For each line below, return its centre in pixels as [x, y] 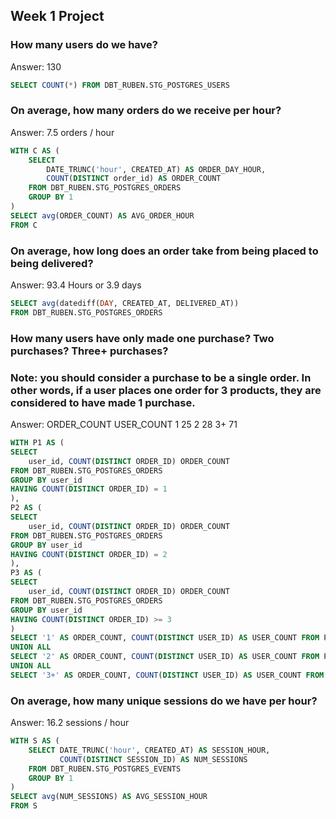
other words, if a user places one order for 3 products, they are [166, 390]
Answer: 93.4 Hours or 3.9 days [76, 285]
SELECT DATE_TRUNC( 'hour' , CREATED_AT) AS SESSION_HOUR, [149, 750]
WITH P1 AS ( [37, 443]
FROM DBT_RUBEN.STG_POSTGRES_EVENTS [105, 769]
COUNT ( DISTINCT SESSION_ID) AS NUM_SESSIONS [153, 759]
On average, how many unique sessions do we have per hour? [164, 701]
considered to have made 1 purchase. [103, 402]
